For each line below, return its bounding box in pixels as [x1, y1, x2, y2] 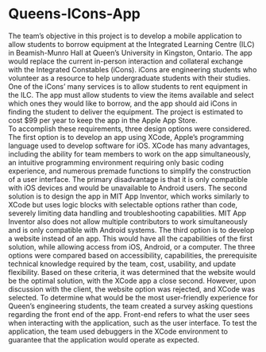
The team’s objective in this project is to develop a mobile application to [8, 31, 242, 41]
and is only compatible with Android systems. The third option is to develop [8, 225, 255, 234]
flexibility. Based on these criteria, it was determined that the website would [8, 267, 256, 277]
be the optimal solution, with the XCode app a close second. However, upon [8, 276, 256, 285]
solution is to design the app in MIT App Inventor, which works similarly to [8, 191, 250, 201]
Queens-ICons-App [8, 5, 141, 23]
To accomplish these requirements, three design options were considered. [8, 124, 252, 133]
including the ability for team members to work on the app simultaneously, [8, 149, 252, 159]
